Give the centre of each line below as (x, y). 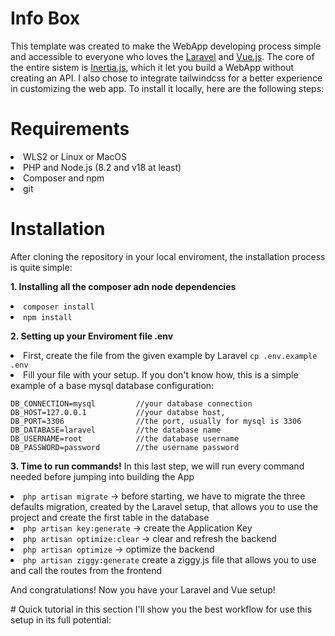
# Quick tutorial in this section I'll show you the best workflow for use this (161, 609)
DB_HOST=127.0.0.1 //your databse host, (118, 412)
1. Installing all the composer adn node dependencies (123, 286)
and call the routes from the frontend (86, 570)
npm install (48, 317)
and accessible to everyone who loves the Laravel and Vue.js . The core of (162, 56)
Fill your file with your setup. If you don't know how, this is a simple (161, 374)
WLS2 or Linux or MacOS (75, 156)
